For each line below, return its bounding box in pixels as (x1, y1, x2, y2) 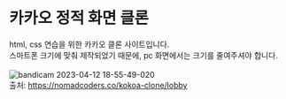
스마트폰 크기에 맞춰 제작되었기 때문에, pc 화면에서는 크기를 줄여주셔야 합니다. (9, 49, 279, 60)
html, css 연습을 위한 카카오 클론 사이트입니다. (9, 39, 170, 49)
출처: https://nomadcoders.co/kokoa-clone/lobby (9, 80, 188, 90)
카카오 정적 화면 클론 (9, 8, 149, 28)
